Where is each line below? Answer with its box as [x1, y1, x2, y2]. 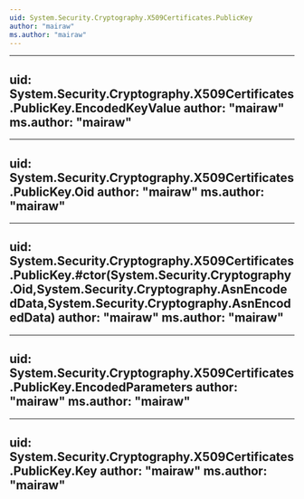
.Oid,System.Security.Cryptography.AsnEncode [9, 282, 288, 297]
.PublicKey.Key [9, 464, 98, 479]
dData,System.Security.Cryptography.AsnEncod [9, 296, 291, 312]
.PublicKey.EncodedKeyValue [9, 101, 181, 116]
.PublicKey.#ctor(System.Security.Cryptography [9, 268, 292, 283]
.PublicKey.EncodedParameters [9, 379, 193, 395]
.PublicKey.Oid [9, 184, 95, 199]
